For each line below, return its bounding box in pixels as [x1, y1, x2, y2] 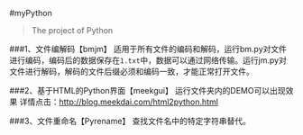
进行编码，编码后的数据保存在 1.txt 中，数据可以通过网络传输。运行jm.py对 [9, 55, 287, 66]
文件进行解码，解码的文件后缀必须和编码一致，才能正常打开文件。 [9, 67, 254, 76]
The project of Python [31, 25, 114, 35]
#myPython [9, 8, 52, 18]
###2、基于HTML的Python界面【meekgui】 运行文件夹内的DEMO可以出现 [9, 85, 286, 95]
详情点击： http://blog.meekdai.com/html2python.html [19, 96, 219, 107]
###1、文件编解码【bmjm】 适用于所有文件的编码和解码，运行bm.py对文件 [9, 44, 287, 54]
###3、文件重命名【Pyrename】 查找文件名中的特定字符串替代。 [9, 116, 251, 126]
